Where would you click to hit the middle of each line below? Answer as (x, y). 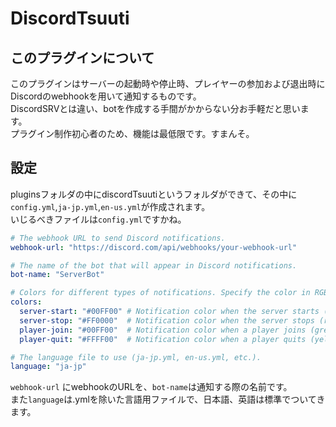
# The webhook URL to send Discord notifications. (118, 238)
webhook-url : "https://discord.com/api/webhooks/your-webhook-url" (154, 247)
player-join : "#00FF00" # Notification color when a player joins (163, 330)
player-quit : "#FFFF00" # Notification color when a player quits (163, 339)
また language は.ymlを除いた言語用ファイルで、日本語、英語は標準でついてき (168, 399)
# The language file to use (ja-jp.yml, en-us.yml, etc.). (136, 357)
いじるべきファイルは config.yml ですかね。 (98, 219)
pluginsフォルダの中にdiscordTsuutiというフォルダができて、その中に (154, 194)
